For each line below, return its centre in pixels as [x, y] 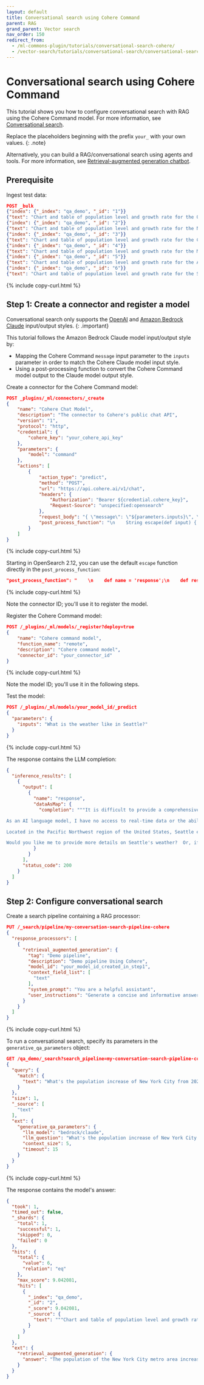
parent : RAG [21, 23]
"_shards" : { [28, 1218]
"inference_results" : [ [42, 776]
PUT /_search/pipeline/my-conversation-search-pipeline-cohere [88, 927]
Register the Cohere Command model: [54, 616]
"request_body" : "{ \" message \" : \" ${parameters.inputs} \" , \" [120, 517]
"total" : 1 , [32, 1224]
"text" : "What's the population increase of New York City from [105, 1081]
